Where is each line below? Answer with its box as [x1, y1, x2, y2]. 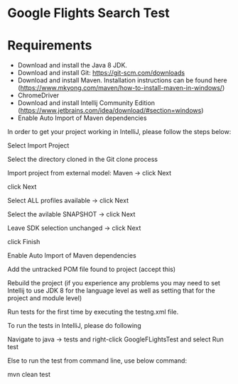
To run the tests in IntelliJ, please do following [7, 322, 141, 330]
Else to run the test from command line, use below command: [7, 356, 187, 365]
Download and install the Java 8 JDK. [17, 61, 128, 70]
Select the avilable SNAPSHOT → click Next [7, 210, 136, 219]
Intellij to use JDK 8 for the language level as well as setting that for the [7, 286, 215, 295]
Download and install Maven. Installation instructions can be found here [17, 76, 227, 84]
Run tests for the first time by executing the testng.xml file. [7, 307, 179, 317]
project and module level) [7, 294, 82, 302]
